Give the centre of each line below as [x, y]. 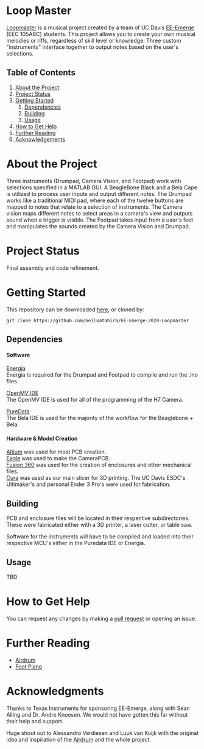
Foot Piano [29, 667]
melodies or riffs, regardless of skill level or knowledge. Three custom [94, 40]
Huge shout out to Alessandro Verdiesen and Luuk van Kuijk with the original [102, 733]
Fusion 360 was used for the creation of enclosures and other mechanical [99, 465]
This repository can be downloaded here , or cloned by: [75, 309]
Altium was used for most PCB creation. [56, 452]
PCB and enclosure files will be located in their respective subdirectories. [98, 518]
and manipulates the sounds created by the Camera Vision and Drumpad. [98, 226]
